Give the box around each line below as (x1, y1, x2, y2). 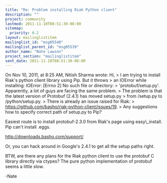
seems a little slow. (5, 164, 44, 170)
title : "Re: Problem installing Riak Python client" (5, 7, 117, 12)
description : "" (5, 12, 39, 17)
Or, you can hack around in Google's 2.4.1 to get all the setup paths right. (5, 143, 155, 150)
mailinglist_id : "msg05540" (5, 40, 64, 45)
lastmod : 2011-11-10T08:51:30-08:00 (5, 21, 81, 26)
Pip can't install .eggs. (5, 124, 51, 130)
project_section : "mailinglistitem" (5, 53, 81, 59)
